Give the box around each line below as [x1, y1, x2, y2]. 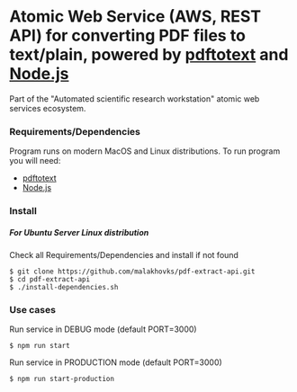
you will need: [9, 156, 61, 166]
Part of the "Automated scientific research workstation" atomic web [9, 93, 260, 104]
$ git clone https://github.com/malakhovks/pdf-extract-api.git [9, 267, 256, 276]
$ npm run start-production [9, 375, 115, 384]
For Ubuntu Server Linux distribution [9, 227, 149, 237]
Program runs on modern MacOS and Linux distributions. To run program [9, 146, 281, 156]
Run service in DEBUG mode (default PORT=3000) [9, 324, 197, 334]
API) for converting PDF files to [9, 25, 246, 46]
